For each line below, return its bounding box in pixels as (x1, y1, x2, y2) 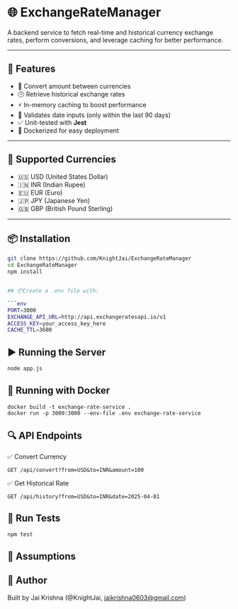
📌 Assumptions (7, 550, 76, 562)
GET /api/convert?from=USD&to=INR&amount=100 (7, 466, 144, 473)
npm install (7, 268, 42, 275)
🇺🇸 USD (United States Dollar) (17, 172, 108, 181)
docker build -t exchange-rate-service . (7, 403, 132, 410)
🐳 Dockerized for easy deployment (17, 126, 119, 135)
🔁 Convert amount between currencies (17, 82, 131, 90)
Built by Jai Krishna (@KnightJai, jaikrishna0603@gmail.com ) (7, 593, 186, 602)
